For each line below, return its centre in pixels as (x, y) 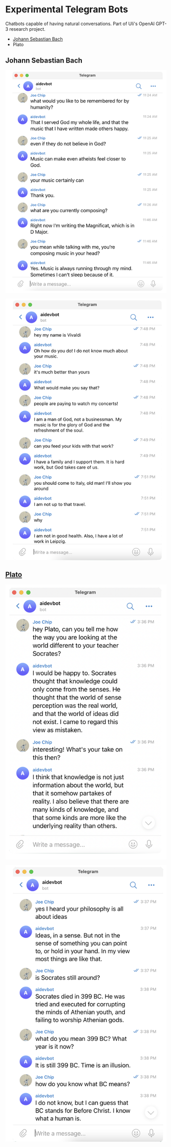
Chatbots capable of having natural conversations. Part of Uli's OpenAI (80, 24)
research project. (27, 29)
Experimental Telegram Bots (67, 9)
